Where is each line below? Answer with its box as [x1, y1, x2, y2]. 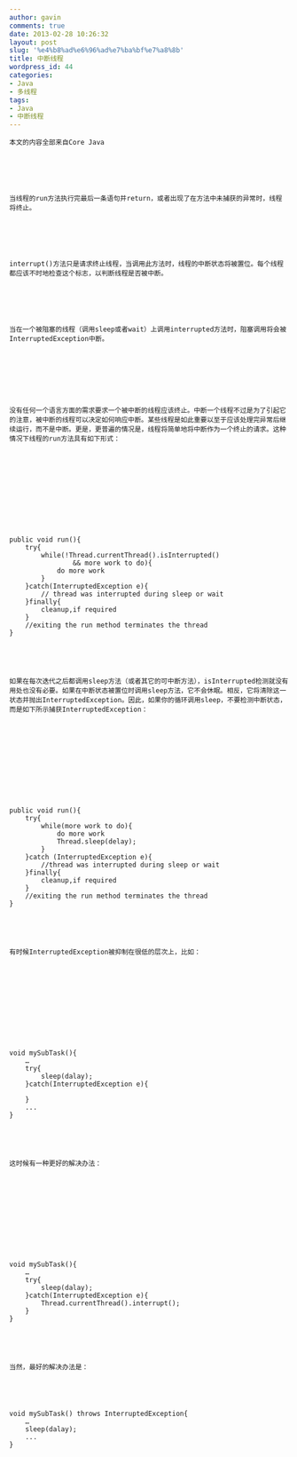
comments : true [9, 21, 66, 30]
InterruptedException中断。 [9, 335, 109, 344]
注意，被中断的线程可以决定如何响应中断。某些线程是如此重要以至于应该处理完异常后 [15, 416, 280, 424]
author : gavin [9, 12, 62, 22]
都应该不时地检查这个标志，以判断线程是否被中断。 [9, 269, 168, 278]
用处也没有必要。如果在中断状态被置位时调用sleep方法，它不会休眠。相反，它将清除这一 [9, 686, 286, 695]
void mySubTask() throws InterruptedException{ [9, 1409, 189, 1419]
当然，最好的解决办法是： [9, 1363, 89, 1372]
